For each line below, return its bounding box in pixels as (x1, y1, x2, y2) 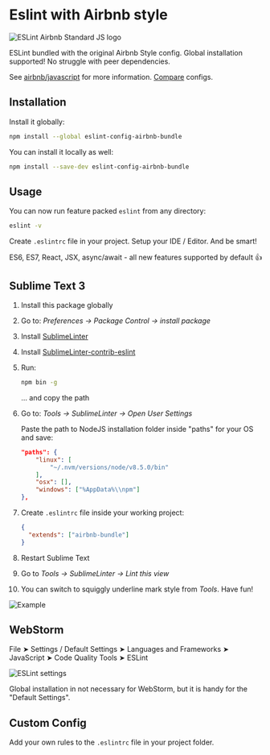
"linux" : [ (35, 455, 72, 464)
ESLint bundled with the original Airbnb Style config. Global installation (9, 48, 243, 57)
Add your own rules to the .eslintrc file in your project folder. (9, 737, 215, 747)
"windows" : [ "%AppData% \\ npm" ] (35, 486, 141, 494)
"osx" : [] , (35, 478, 72, 487)
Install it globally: (9, 117, 65, 127)
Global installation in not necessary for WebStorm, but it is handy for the (9, 684, 248, 694)
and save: (20, 433, 54, 442)
